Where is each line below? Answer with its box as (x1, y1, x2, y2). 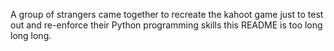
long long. (10, 30, 52, 41)
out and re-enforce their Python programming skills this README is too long (10, 19, 323, 31)
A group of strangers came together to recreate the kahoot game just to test (10, 9, 324, 20)
